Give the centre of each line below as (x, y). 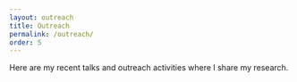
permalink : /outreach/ (51, 34)
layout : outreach (42, 17)
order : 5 (25, 42)
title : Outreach (39, 26)
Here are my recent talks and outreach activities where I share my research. (149, 68)
